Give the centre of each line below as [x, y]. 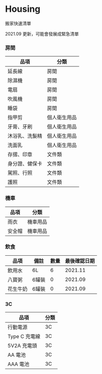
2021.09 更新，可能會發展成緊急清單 [42, 34]
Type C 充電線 [24, 337]
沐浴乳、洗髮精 [25, 136]
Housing [23, 9]
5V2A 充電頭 [22, 346]
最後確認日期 [80, 261]
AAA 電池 [18, 364]
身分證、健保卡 [25, 164]
